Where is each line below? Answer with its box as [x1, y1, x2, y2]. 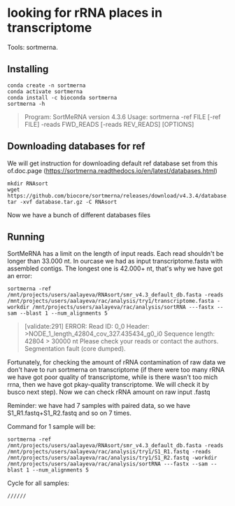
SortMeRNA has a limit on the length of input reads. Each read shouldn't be [7, 249, 224, 258]
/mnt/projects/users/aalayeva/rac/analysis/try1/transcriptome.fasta [7, 298, 215, 305]
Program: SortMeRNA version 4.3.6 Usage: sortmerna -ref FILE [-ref [24, 112, 222, 121]
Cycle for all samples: [7, 479, 70, 488]
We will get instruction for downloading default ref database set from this [7, 159, 218, 167]
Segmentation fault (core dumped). [24, 345, 126, 353]
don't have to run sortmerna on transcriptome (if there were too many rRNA [7, 366, 225, 374]
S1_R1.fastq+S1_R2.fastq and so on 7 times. [7, 409, 131, 418]
